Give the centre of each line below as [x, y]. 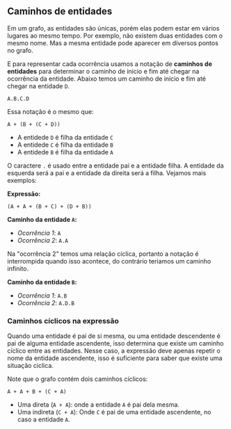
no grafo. [20, 50]
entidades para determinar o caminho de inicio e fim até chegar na [103, 71]
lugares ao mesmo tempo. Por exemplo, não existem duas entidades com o [115, 35]
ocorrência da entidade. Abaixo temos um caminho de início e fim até [107, 79]
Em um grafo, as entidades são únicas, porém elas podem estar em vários [113, 28]
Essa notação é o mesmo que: [50, 111]
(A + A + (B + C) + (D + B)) [49, 207]
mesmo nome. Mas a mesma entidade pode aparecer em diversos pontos [113, 43]
